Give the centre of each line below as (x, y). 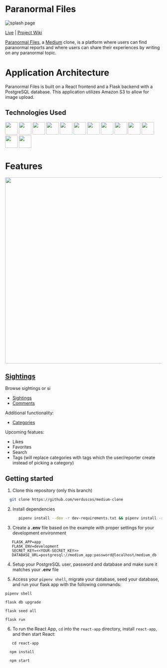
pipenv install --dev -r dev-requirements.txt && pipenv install (87, 518)
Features (24, 166)
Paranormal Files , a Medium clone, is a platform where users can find (76, 42)
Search (20, 452)
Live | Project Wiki (24, 32)
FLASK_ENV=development (35, 546)
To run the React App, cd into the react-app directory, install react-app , (85, 629)
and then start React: (34, 634)
